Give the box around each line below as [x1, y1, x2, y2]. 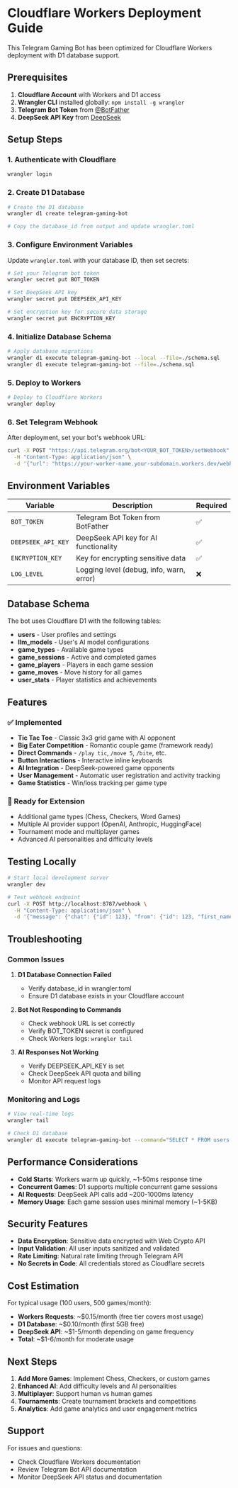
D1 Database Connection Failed [17, 971, 112, 979]
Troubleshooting [7, 933, 83, 945]
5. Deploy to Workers [7, 378, 81, 388]
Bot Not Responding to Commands [17, 1005, 122, 1014]
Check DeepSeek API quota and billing [28, 1069, 142, 1078]
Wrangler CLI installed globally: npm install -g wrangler [17, 98, 185, 106]
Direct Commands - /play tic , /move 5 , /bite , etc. [17, 748, 167, 757]
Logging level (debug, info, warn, [75, 565, 186, 575]
